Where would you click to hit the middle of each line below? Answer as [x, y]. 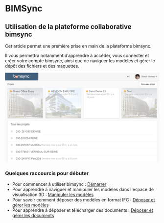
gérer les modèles [30, 205]
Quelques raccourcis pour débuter [47, 173]
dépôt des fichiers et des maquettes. [42, 66]
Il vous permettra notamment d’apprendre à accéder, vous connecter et [77, 55]
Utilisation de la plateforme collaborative [68, 27]
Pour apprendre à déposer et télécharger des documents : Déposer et [82, 210]
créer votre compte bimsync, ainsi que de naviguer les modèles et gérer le [80, 61]
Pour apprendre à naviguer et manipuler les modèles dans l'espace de [83, 189]
